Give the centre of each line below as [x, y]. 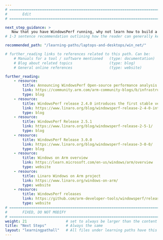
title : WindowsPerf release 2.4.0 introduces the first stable [88, 103]
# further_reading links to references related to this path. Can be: [78, 54]
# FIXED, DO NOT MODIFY [36, 212]
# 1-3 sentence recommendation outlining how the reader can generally [79, 37]
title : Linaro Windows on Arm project [62, 176]
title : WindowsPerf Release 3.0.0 [57, 140]
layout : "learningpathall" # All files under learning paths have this [81, 230]
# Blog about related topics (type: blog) [75, 63]
